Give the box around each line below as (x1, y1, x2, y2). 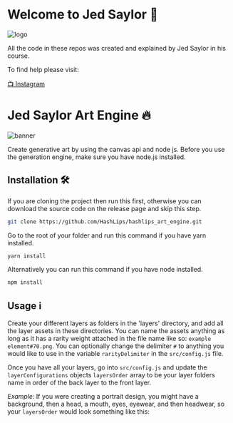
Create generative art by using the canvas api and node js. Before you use (7, 145, 225, 153)
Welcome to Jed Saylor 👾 (7, 6, 158, 23)
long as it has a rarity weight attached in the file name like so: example (7, 335, 212, 343)
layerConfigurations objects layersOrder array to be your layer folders (7, 371, 215, 379)
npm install (7, 279, 43, 286)
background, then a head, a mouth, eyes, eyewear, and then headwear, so (7, 399, 225, 409)
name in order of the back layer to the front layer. (7, 378, 152, 387)
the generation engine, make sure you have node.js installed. (7, 153, 187, 161)
